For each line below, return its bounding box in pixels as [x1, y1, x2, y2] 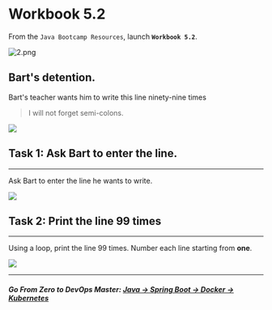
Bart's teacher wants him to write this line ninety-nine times [8, 92, 206, 102]
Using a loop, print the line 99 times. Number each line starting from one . [8, 244, 253, 253]
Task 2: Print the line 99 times [8, 214, 162, 227]
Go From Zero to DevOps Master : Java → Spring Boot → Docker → [8, 284, 235, 294]
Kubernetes [8, 293, 49, 303]
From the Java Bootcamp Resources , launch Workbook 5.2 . [8, 32, 198, 41]
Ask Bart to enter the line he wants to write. [8, 176, 153, 185]
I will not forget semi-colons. [28, 108, 124, 117]
